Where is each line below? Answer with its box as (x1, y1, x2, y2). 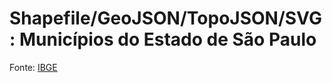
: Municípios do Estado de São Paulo (9, 28, 317, 51)
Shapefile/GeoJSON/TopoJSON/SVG (9, 7, 322, 30)
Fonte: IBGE (9, 61, 58, 73)
